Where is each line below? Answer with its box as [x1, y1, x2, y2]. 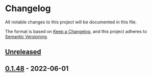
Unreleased [5, 48, 42, 56]
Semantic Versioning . [5, 34, 48, 39]
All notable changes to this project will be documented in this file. [5, 19, 137, 25]
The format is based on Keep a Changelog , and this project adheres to [5, 28, 147, 34]
